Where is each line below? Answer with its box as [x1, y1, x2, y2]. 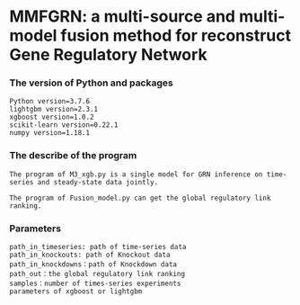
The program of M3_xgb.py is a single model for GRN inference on [9, 169, 263, 179]
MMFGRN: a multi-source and [9, 6, 236, 27]
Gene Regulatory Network [9, 45, 208, 65]
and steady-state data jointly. [37, 177, 159, 186]
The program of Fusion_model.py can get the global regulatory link [9, 193, 271, 202]
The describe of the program [9, 149, 137, 162]
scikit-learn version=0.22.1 [9, 121, 119, 130]
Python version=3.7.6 [9, 97, 91, 106]
